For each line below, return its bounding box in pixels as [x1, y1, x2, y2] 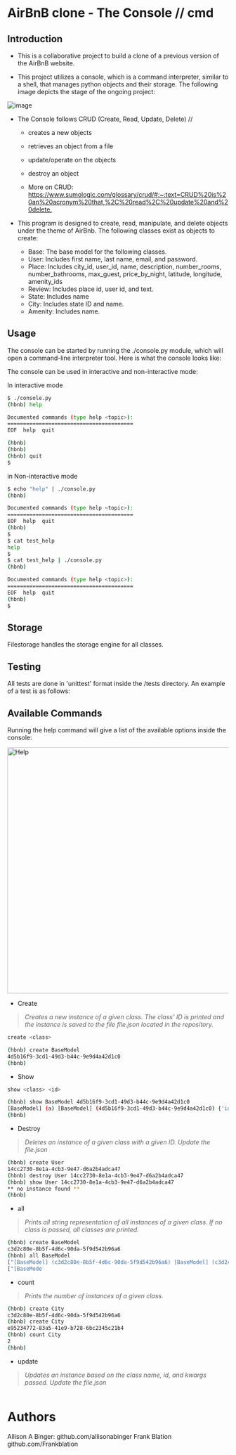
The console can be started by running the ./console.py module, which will [7, 346, 223, 354]
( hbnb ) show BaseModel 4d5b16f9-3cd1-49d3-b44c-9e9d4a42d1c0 [7, 1099, 190, 1106]
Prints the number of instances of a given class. [24, 1291, 164, 1300]
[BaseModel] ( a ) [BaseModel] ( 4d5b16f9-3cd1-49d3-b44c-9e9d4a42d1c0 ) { [7, 1105, 221, 1112]
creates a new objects [27, 129, 93, 136]
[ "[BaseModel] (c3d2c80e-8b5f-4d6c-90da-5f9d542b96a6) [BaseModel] [7, 1258, 209, 1266]
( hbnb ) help [7, 401, 42, 408]
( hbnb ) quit [7, 452, 42, 460]
